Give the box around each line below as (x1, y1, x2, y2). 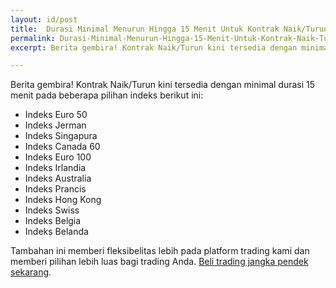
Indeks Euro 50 (24, 109, 88, 121)
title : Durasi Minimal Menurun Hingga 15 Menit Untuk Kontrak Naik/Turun (10, 24, 329, 34)
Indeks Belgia (24, 215, 82, 227)
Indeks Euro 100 (24, 151, 92, 163)
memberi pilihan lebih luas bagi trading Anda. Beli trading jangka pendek (10, 256, 309, 268)
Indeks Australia (24, 172, 92, 185)
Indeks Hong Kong (24, 194, 102, 206)
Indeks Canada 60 (24, 141, 101, 153)
